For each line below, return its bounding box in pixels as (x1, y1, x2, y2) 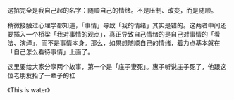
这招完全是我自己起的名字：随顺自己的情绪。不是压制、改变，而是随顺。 (7, 6, 217, 14)
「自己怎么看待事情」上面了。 (7, 48, 94, 56)
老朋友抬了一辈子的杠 (13, 71, 75, 80)
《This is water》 (7, 86, 51, 94)
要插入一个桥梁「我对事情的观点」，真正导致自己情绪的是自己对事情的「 (7, 30, 214, 38)
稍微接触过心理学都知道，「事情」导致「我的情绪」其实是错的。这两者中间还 (7, 21, 227, 30)
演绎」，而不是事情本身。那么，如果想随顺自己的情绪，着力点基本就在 (19, 39, 221, 47)
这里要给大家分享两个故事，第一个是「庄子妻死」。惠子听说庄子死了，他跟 (7, 63, 221, 70)
